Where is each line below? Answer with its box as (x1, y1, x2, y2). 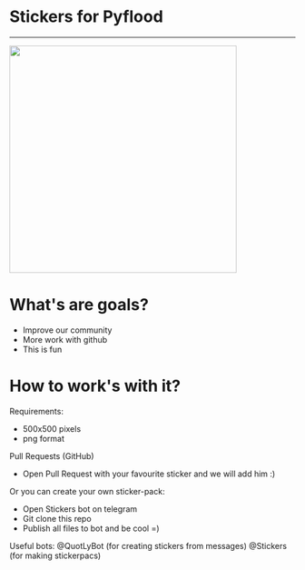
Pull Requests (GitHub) (9, 450, 94, 461)
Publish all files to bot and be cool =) (22, 523, 161, 534)
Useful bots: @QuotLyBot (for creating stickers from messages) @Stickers (9, 540, 288, 551)
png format (22, 433, 65, 444)
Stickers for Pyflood (9, 6, 163, 27)
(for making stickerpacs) (9, 550, 102, 561)
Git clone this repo (22, 513, 93, 524)
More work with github (22, 334, 108, 345)
